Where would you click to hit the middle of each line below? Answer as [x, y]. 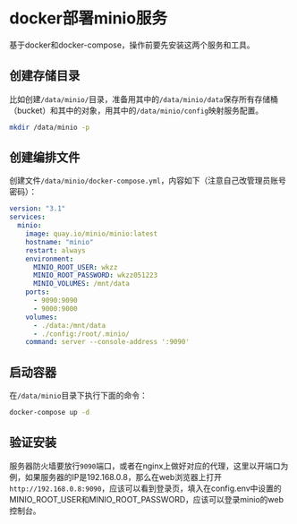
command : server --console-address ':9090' [108, 342]
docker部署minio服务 [89, 18]
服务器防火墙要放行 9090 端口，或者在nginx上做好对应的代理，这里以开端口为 [149, 466]
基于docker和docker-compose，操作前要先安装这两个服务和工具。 [132, 45]
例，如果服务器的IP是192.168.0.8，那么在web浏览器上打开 [115, 477]
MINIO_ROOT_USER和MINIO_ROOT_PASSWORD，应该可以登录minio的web [147, 499]
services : [28, 217]
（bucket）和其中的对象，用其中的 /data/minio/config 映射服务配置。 [136, 110]
